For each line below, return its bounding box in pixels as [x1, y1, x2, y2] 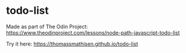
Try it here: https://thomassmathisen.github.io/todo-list [6, 40, 139, 47]
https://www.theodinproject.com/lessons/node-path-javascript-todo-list [6, 29, 180, 36]
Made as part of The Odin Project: [6, 23, 88, 30]
